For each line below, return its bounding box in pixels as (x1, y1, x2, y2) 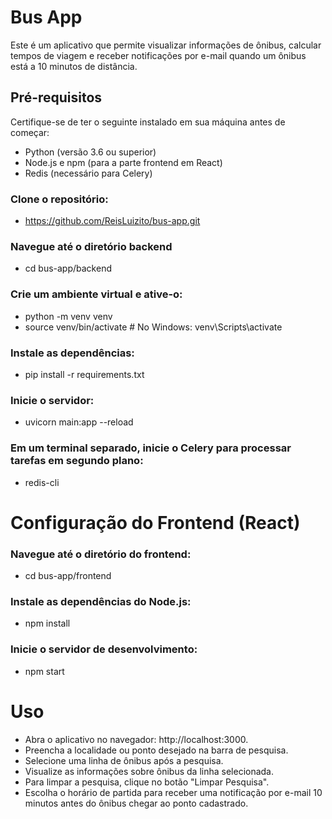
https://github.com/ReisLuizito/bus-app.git (24, 215, 201, 227)
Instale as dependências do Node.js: (10, 594, 192, 608)
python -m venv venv (24, 310, 113, 322)
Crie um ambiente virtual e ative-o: (10, 287, 183, 301)
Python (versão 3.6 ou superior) (24, 146, 157, 158)
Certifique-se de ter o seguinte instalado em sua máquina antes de (10, 116, 286, 128)
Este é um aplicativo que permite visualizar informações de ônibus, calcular (10, 39, 322, 51)
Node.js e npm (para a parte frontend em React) (24, 156, 223, 168)
